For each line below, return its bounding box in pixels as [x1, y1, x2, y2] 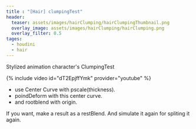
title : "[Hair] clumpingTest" [6, 8, 83, 15]
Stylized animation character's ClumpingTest [6, 63, 115, 70]
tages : [6, 36, 22, 42]
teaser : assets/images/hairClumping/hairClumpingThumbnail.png [11, 19, 170, 25]
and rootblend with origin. [14, 98, 78, 105]
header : [6, 14, 25, 20]
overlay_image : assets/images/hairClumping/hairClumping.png [11, 25, 165, 31]
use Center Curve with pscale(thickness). [14, 86, 116, 93]
